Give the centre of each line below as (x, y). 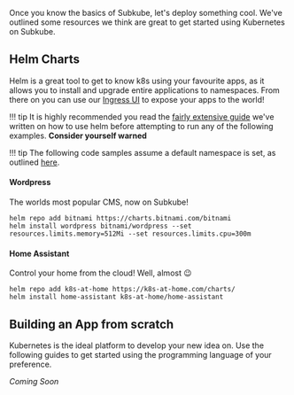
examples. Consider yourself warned (78, 136)
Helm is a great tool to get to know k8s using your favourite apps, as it (137, 81)
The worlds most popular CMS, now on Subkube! (99, 202)
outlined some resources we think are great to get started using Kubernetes (147, 22)
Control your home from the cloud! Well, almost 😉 (101, 273)
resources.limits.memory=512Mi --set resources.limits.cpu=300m (130, 234)
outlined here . (35, 162)
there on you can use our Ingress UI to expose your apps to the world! (137, 99)
